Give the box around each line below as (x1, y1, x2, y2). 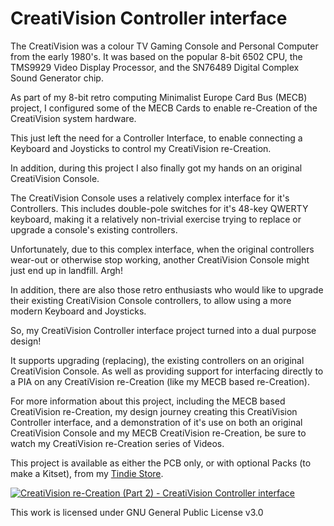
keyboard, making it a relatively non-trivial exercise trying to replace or (10, 213, 302, 225)
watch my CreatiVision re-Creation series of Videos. (10, 437, 225, 449)
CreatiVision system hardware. (10, 112, 137, 124)
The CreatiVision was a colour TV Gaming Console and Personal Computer (10, 40, 319, 52)
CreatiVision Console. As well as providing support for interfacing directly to (10, 365, 324, 377)
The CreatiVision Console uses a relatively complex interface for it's (10, 192, 290, 204)
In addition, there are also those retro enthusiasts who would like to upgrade (10, 283, 324, 296)
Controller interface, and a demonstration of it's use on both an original (10, 416, 303, 428)
